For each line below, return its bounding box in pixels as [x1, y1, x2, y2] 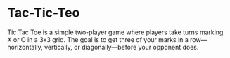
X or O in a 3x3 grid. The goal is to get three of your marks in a [7, 35, 189, 43]
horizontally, [7, 43, 44, 51]
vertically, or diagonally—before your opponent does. [44, 43, 199, 51]
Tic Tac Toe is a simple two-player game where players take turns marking [7, 28, 224, 36]
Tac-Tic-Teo [7, 5, 80, 21]
